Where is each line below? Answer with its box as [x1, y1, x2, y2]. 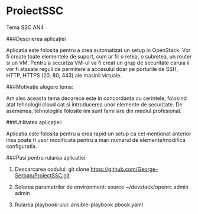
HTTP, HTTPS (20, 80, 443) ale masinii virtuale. [6, 72, 122, 79]
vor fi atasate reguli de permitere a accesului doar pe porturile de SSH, [6, 65, 178, 72]
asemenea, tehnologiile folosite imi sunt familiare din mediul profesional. [6, 107, 182, 114]
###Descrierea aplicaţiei [6, 35, 66, 42]
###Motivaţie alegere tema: [6, 83, 74, 90]
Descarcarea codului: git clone [14, 166, 90, 173]
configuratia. [6, 142, 37, 150]
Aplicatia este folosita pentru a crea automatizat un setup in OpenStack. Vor [6, 46, 191, 54]
